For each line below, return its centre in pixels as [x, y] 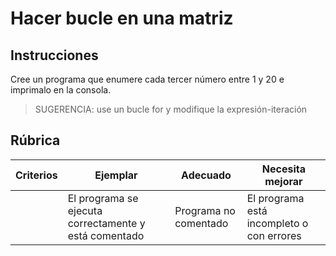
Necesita [283, 169]
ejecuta [85, 210]
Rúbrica [35, 140]
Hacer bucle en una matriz [122, 18]
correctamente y [106, 223]
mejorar [283, 181]
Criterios [36, 175]
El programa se [103, 198]
